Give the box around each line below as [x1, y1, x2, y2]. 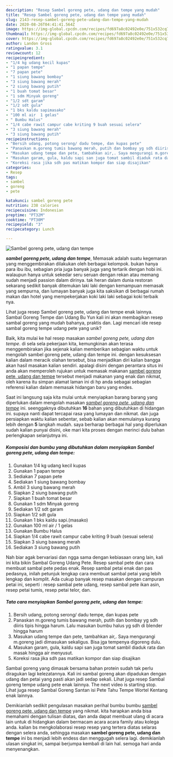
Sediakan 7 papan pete [13, 473, 63, 479]
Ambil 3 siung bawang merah [13, 484, 75, 490]
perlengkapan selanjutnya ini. [6, 432, 68, 438]
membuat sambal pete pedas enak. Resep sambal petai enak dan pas [6, 565, 153, 571]
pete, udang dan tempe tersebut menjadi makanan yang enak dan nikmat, [6, 373, 162, 379]
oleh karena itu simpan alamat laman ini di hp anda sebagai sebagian [6, 379, 151, 385]
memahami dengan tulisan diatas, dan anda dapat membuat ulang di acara [6, 713, 164, 719]
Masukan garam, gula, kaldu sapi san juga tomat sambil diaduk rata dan [13, 644, 165, 650]
